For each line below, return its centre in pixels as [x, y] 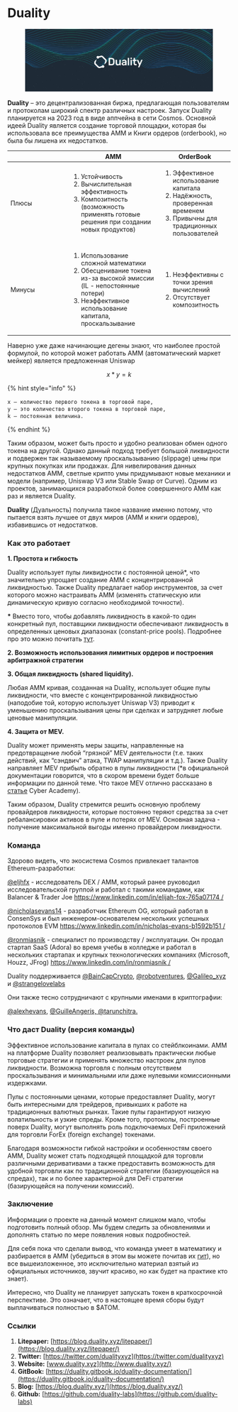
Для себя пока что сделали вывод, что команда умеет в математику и [114, 1248]
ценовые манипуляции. [42, 718]
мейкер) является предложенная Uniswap [72, 361]
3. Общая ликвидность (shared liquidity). [70, 674]
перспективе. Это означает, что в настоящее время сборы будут [106, 1300]
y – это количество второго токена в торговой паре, [87, 409]
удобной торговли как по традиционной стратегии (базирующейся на [113, 1171]
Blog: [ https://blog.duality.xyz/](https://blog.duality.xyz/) [100, 1386]
